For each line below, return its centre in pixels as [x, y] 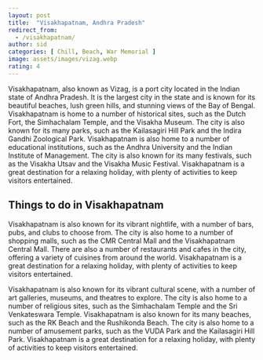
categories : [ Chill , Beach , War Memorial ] [82, 52]
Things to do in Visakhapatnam [86, 205]
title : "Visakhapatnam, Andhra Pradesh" [77, 23]
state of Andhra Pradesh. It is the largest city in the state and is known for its [132, 97]
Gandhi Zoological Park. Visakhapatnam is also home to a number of [119, 139]
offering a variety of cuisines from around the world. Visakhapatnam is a [125, 257]
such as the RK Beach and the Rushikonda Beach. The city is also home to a [131, 322]
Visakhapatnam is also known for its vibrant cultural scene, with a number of [132, 289]
